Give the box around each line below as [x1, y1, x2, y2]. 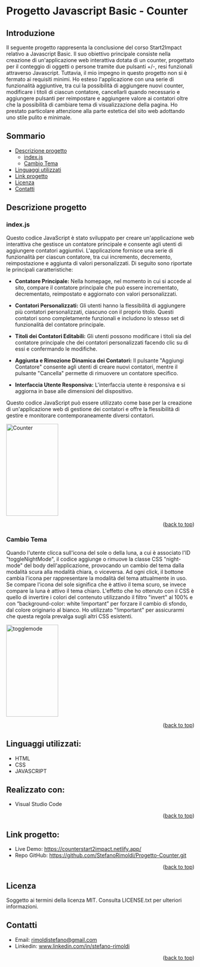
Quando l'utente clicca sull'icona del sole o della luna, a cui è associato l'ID [6, 549, 191, 556]
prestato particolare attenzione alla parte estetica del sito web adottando [6, 108, 185, 114]
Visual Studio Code [14, 801, 63, 808]
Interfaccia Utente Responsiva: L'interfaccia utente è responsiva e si [14, 381, 186, 388]
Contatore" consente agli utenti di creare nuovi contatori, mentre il [14, 363, 178, 370]
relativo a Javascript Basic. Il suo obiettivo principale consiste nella [6, 50, 171, 57]
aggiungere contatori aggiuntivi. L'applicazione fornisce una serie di [6, 247, 173, 254]
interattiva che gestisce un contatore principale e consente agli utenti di [6, 241, 183, 248]
